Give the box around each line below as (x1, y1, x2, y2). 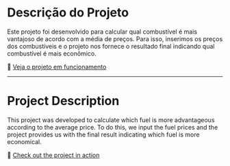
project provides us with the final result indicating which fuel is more (7, 130, 200, 139)
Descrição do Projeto (7, 5, 129, 21)
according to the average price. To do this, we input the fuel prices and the (7, 123, 218, 131)
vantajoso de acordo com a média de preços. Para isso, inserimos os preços (7, 34, 223, 43)
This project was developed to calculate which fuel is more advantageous (7, 115, 215, 124)
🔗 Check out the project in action (7, 151, 100, 159)
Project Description (7, 93, 120, 109)
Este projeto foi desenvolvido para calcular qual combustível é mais (7, 27, 197, 36)
